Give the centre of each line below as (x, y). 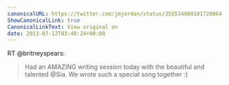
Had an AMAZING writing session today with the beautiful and (114, 67)
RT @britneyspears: (36, 53)
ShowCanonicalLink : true (44, 20)
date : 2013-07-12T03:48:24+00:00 (56, 33)
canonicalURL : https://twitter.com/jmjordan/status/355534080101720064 (114, 14)
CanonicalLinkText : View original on (63, 27)
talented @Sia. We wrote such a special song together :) (106, 74)
